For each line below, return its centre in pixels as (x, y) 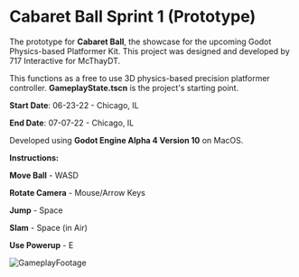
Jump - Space (36, 210)
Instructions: (34, 157)
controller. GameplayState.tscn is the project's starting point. (124, 88)
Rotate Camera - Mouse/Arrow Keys (78, 192)
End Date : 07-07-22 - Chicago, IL (72, 123)
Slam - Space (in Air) (49, 227)
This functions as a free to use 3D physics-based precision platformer (140, 78)
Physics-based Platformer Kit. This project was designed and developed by (150, 51)
